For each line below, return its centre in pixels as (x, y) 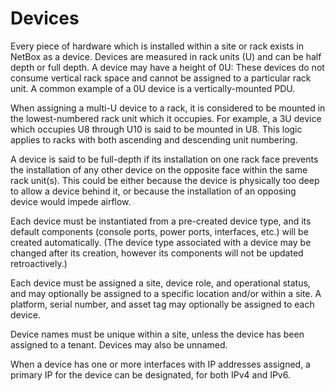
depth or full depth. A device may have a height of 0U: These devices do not (167, 67)
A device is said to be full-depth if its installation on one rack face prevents (164, 159)
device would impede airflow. (71, 201)
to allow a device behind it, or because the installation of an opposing (153, 191)
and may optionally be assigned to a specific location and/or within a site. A (166, 293)
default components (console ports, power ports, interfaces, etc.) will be (159, 231)
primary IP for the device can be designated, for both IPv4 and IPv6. (150, 374)
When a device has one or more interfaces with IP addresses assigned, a (160, 364)
